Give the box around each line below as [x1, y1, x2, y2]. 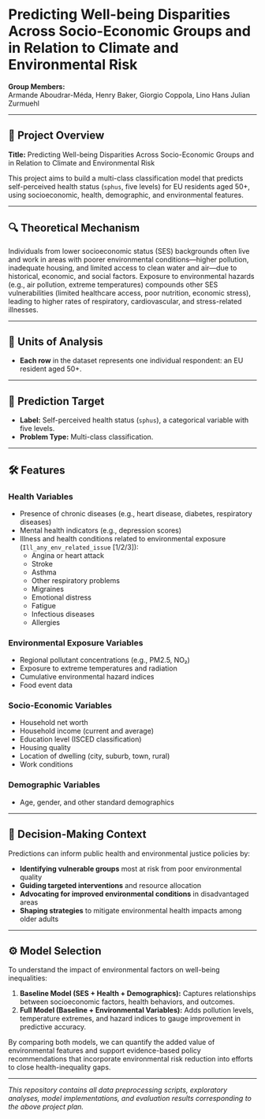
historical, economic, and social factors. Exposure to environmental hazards [8, 271, 255, 281]
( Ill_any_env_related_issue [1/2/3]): [19, 542, 140, 552]
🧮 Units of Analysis [8, 335, 104, 348]
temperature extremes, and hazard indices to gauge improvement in [19, 1014, 241, 1024]
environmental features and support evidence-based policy [8, 1046, 201, 1055]
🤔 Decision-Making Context [8, 827, 147, 841]
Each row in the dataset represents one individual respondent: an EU [19, 356, 244, 366]
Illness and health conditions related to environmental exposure [19, 533, 226, 543]
